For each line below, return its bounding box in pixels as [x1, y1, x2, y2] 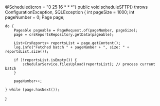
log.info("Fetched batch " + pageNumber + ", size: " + [14, 45, 130, 50]
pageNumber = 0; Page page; [5, 15, 65, 20]
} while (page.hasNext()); [5, 87, 60, 92]
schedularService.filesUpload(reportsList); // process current [22, 62, 156, 67]
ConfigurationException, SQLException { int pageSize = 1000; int [5, 9, 135, 15]
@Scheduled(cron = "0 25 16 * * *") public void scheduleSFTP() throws [5, 4, 148, 10]
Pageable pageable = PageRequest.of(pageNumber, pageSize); [14, 28, 138, 33]
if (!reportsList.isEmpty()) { [14, 58, 77, 62]
